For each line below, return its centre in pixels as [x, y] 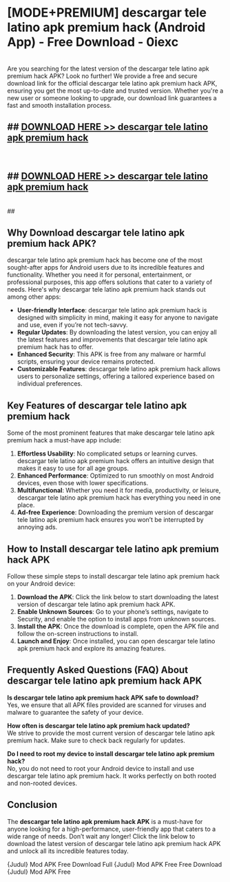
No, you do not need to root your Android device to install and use [101, 768]
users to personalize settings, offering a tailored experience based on [116, 376]
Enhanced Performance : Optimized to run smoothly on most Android [115, 476]
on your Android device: [41, 583]
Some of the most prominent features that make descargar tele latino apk [111, 433]
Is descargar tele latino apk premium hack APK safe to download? [103, 697]
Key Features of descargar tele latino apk [97, 405]
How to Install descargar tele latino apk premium [113, 548]
